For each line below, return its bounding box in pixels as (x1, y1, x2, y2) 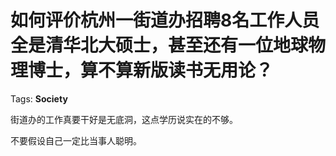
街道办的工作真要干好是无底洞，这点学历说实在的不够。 (10, 113, 238, 125)
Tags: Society (10, 92, 68, 105)
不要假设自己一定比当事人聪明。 (10, 134, 142, 146)
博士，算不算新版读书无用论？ (28, 59, 274, 82)
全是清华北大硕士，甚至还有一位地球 (10, 34, 309, 57)
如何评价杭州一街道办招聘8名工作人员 (10, 9, 320, 32)
